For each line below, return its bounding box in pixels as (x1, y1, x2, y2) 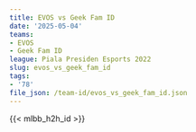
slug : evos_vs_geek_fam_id (9, 64, 111, 73)
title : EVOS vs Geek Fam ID (9, 13, 116, 22)
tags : (9, 72, 30, 81)
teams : (9, 30, 34, 39)
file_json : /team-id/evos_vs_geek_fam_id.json (9, 88, 188, 97)
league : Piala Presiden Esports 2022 (9, 55, 152, 64)
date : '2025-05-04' (9, 22, 83, 31)
